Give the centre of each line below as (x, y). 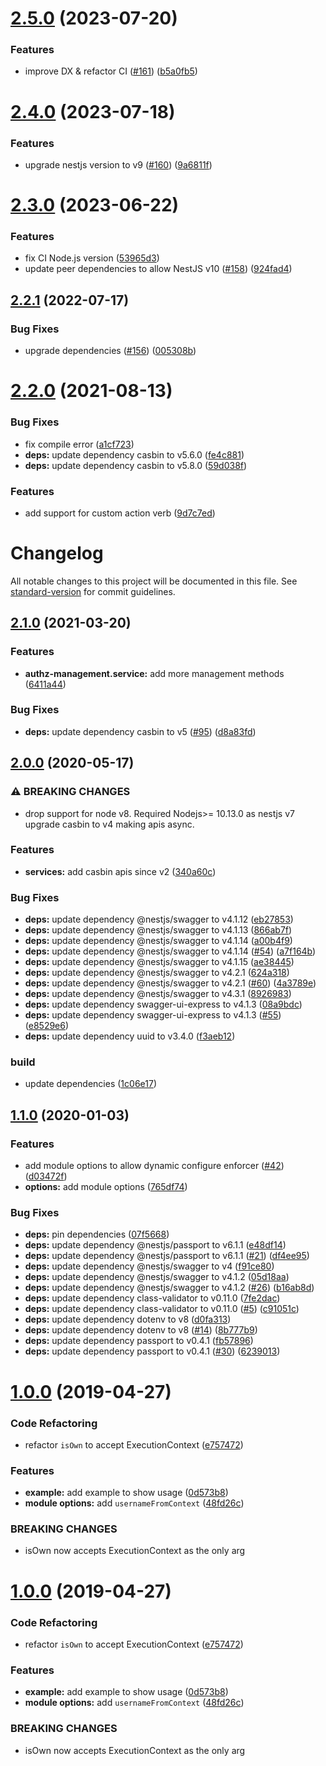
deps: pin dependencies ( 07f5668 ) (97, 1234)
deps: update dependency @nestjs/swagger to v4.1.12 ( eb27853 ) (159, 919)
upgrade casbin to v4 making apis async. (109, 824)
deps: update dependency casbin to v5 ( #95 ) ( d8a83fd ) (140, 731)
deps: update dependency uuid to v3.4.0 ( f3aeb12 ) (130, 1036)
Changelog (57, 553)
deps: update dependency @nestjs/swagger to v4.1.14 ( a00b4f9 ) (158, 941)
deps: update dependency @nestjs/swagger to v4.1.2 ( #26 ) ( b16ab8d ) (169, 1288)
